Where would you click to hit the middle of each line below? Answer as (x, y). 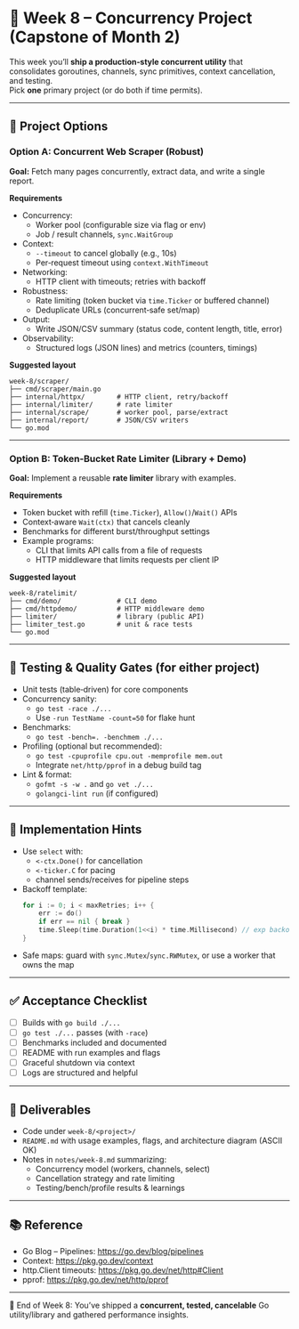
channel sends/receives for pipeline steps (112, 879)
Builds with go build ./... (71, 1022)
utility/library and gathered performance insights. (99, 1314)
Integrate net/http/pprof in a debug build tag (118, 765)
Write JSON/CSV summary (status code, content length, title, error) (159, 328)
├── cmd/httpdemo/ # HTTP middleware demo (107, 609)
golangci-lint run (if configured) (97, 793)
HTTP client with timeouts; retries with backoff (121, 281)
